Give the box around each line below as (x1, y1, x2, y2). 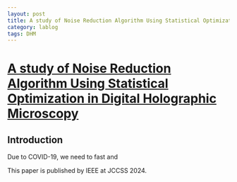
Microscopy (7, 106, 79, 122)
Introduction (7, 134, 63, 146)
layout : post (7, 10, 46, 18)
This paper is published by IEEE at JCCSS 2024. (7, 166, 147, 175)
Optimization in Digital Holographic (7, 91, 217, 107)
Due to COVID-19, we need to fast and (7, 153, 119, 161)
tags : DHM (7, 30, 37, 38)
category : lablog (7, 23, 59, 30)
